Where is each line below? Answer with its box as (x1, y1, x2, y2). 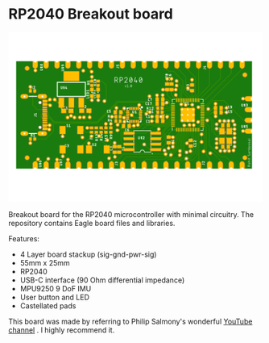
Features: (8, 233, 40, 243)
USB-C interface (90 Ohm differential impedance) (19, 275, 185, 285)
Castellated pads (19, 300, 77, 311)
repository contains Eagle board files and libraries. (8, 218, 176, 228)
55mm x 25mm (19, 257, 70, 267)
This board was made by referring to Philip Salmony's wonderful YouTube (8, 316, 253, 326)
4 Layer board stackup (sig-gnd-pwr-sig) (19, 249, 157, 259)
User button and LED (19, 292, 90, 302)
